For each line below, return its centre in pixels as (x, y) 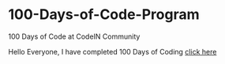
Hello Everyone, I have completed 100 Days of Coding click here (112, 51)
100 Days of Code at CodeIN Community (74, 36)
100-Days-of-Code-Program (104, 15)
